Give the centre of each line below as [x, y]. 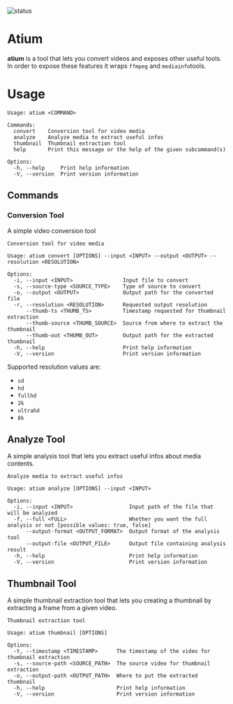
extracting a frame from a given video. [62, 608]
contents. [21, 464]
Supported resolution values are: [54, 367]
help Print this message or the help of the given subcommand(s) [120, 149]
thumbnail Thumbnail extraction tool [70, 143]
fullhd [27, 395]
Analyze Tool [36, 439]
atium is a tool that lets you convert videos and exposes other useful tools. [114, 58]
